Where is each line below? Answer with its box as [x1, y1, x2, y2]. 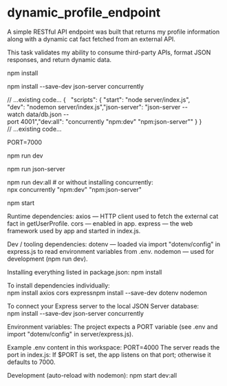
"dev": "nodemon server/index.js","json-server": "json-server [7, 103, 181, 111]
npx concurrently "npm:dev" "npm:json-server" [7, 185, 142, 193]
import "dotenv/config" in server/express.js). [7, 330, 134, 338]
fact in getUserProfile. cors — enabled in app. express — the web [7, 219, 193, 228]
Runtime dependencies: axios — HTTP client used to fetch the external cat [7, 212, 219, 220]
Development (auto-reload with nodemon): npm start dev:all [7, 371, 177, 379]
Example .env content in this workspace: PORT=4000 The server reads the [7, 343, 220, 352]
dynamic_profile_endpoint [7, 5, 161, 21]
